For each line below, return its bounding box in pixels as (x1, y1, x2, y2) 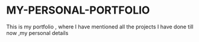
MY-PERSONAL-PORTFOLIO (6, 4, 150, 17)
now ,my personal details (6, 29, 69, 36)
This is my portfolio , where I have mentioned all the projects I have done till (6, 23, 194, 30)
